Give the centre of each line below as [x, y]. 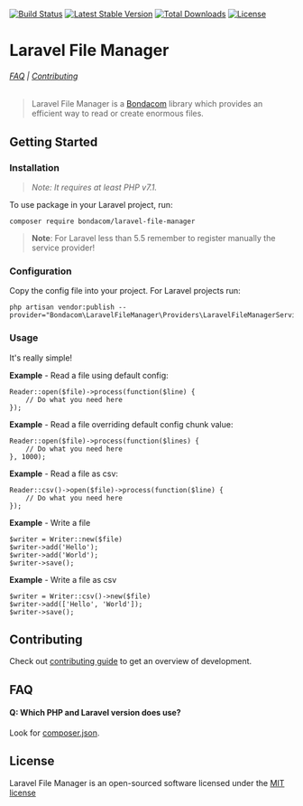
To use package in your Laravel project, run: [91, 205]
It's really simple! [41, 358]
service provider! [63, 248]
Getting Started [54, 141]
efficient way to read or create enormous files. [118, 114]
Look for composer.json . [55, 733]
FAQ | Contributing [44, 76]
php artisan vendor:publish [62, 307]
